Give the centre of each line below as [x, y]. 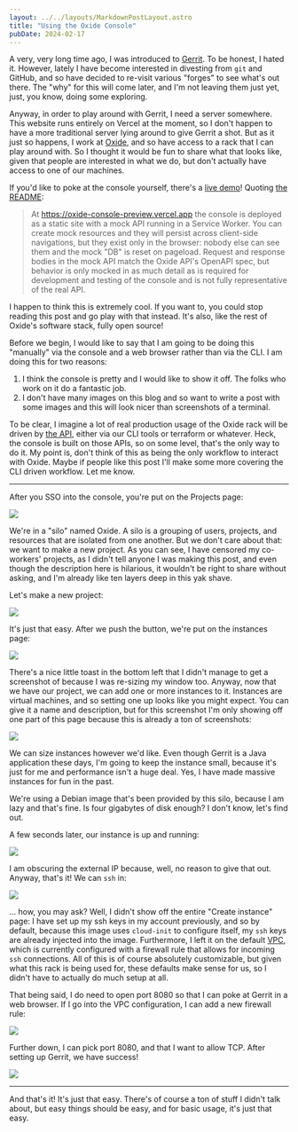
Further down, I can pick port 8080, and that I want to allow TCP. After [137, 1048]
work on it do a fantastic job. [74, 389]
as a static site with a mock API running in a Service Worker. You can [156, 224]
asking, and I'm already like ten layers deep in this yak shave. [121, 578]
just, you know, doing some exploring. [78, 97]
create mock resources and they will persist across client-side [145, 233]
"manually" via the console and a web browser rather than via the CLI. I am [146, 352]
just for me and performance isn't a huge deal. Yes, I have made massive [142, 772]
